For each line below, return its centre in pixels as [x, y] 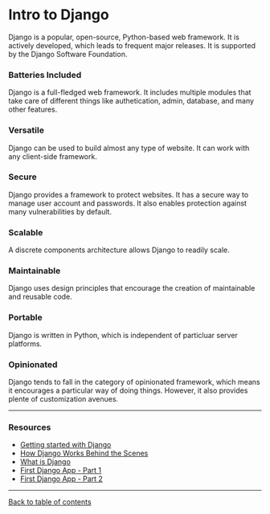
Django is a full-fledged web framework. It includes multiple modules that [130, 92]
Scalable [26, 232]
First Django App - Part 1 [61, 471]
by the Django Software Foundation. [68, 54]
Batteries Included [45, 75]
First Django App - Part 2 [61, 479]
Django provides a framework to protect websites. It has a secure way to [129, 194]
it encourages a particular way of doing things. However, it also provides [128, 390]
